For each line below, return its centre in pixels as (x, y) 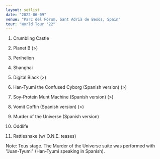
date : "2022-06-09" (26, 15)
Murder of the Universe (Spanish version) (56, 117)
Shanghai (23, 68)
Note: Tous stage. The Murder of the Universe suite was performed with (81, 146)
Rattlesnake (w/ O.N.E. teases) (45, 136)
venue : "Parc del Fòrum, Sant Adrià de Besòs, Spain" (63, 19)
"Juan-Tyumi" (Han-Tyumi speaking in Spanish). (55, 151)
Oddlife (21, 126)
